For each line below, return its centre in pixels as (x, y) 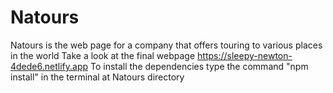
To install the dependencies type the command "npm (199, 66)
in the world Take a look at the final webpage (103, 55)
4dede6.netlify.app (49, 66)
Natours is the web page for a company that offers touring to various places (166, 45)
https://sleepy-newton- (245, 55)
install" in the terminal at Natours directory (97, 77)
